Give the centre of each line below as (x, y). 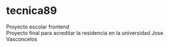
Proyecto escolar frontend (38, 27)
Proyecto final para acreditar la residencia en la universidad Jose (85, 32)
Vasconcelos (22, 39)
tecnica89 (32, 11)
